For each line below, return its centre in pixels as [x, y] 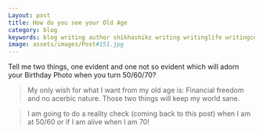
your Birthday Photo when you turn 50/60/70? [82, 75]
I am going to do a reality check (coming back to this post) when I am [139, 113]
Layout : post [29, 15]
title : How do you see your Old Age [68, 23]
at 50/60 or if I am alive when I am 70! [88, 122]
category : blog [33, 30]
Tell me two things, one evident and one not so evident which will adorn [124, 66]
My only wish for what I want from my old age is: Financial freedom [135, 90]
